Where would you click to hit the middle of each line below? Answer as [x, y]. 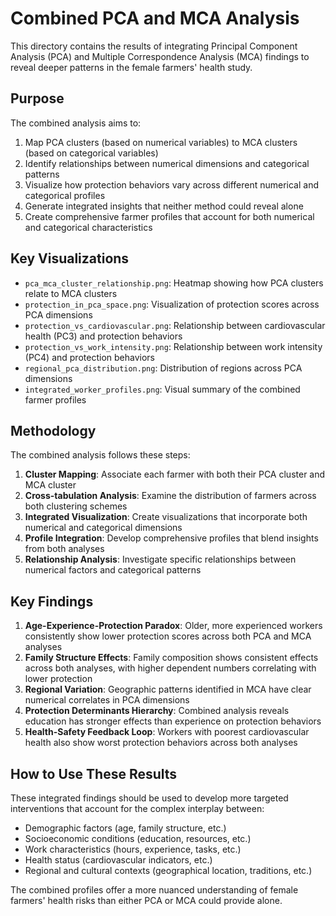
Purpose [37, 98]
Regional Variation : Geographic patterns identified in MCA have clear [168, 689]
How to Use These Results [94, 773]
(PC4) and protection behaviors [89, 357]
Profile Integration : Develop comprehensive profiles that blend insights [171, 538]
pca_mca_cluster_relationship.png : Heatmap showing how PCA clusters [174, 283]
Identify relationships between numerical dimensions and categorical [167, 163]
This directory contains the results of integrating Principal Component [154, 46]
